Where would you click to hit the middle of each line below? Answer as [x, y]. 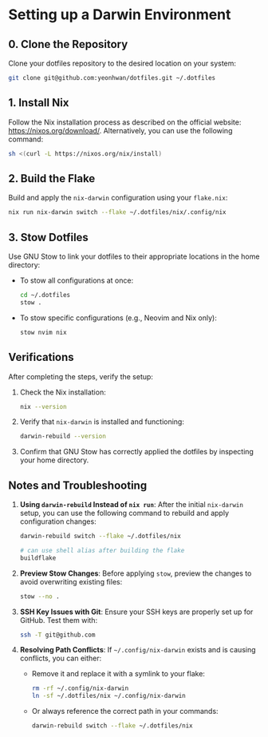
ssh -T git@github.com [57, 635]
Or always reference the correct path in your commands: [125, 711]
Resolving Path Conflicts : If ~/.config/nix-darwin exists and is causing [138, 650]
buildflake [38, 558]
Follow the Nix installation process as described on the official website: [125, 122]
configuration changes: [58, 521]
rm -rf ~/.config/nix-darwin [80, 688]
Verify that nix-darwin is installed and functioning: [102, 422]
